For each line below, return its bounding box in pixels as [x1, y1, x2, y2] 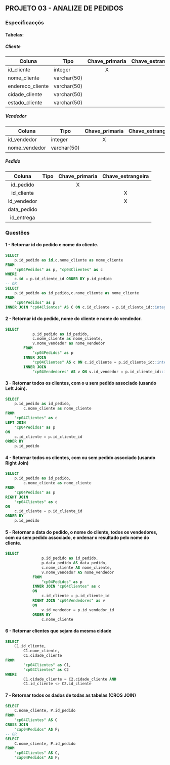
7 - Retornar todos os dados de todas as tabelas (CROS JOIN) [5, 692, 137, 698]
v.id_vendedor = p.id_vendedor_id [41, 607, 114, 612]
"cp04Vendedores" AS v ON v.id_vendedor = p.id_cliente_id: [32, 369, 162, 374]
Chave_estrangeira [102, 172, 149, 179]
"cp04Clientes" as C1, [23, 662, 71, 667]
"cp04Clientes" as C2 [23, 667, 69, 672]
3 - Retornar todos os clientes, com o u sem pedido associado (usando [5, 380, 157, 386]
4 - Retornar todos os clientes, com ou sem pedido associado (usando [5, 455, 156, 461]
